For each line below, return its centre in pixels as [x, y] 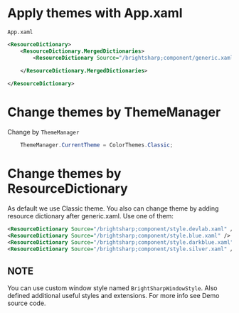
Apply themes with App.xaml [95, 13]
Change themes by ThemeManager [114, 112]
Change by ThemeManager [43, 132]
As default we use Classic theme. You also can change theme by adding [113, 208]
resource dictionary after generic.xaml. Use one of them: [91, 216]
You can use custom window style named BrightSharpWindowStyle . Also [112, 288]
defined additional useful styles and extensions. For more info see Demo [113, 296]
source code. [27, 303]
